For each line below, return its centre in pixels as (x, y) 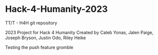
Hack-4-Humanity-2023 (56, 9)
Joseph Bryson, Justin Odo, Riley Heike (45, 38)
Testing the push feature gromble (39, 47)
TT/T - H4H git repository (31, 23)
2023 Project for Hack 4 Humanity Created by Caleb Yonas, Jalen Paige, (79, 32)
